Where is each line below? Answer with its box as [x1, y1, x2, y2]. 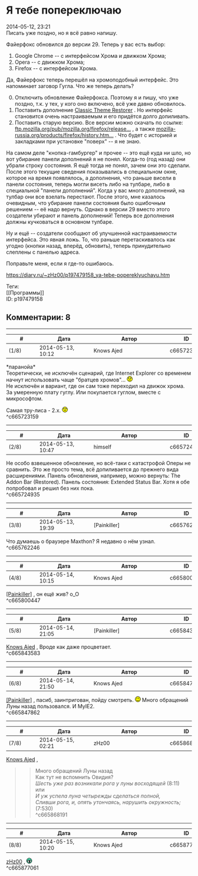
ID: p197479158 [6, 295, 43, 302]
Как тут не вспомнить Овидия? [35, 773, 114, 780]
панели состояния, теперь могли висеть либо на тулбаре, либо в [6, 181, 170, 188]
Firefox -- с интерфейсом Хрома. [14, 64, 98, 71]
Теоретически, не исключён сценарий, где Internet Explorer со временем [6, 370, 192, 377]
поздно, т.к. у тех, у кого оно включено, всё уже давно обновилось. [14, 100, 186, 107]
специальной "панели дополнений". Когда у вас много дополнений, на [6, 187, 185, 194]
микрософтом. [6, 395, 43, 402]
